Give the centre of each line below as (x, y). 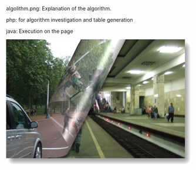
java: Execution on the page (40, 31)
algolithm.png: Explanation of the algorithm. (59, 8)
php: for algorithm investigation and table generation (70, 20)
